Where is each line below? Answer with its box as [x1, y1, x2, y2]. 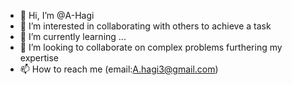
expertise [19, 52, 60, 64]
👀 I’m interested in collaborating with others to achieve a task [19, 20, 272, 32]
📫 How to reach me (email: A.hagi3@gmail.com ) [19, 63, 219, 75]
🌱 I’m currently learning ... [19, 31, 127, 42]
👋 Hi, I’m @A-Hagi [19, 10, 95, 21]
